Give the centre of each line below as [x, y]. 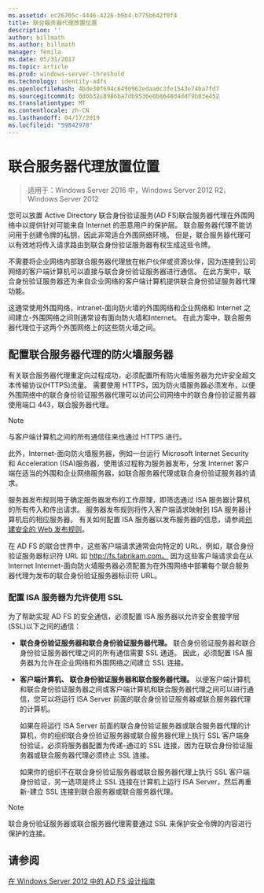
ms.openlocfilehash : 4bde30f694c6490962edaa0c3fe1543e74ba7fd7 [114, 89]
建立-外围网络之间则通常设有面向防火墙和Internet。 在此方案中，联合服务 [133, 317]
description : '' [35, 30]
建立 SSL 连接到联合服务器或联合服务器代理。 [104, 791]
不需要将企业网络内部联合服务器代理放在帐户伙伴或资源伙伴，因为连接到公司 [132, 261]
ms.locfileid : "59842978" [50, 125]
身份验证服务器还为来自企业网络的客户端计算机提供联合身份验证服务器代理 [135, 281]
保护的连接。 [29, 833]
